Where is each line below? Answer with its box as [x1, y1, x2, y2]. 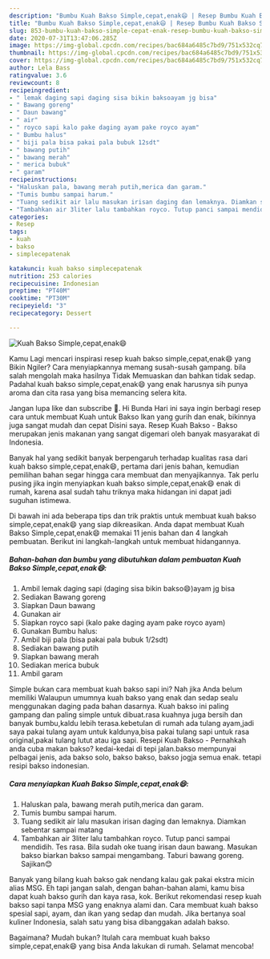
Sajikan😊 [20, 859, 53, 868]
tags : [9, 228, 27, 236]
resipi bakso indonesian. [9, 760, 90, 770]
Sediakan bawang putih [20, 643, 99, 653]
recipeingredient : [9, 86, 71, 95]
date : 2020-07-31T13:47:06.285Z [9, 34, 117, 42]
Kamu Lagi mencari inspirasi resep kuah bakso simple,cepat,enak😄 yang [9, 353, 252, 363]
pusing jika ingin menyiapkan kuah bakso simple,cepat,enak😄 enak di [9, 478, 241, 488]
